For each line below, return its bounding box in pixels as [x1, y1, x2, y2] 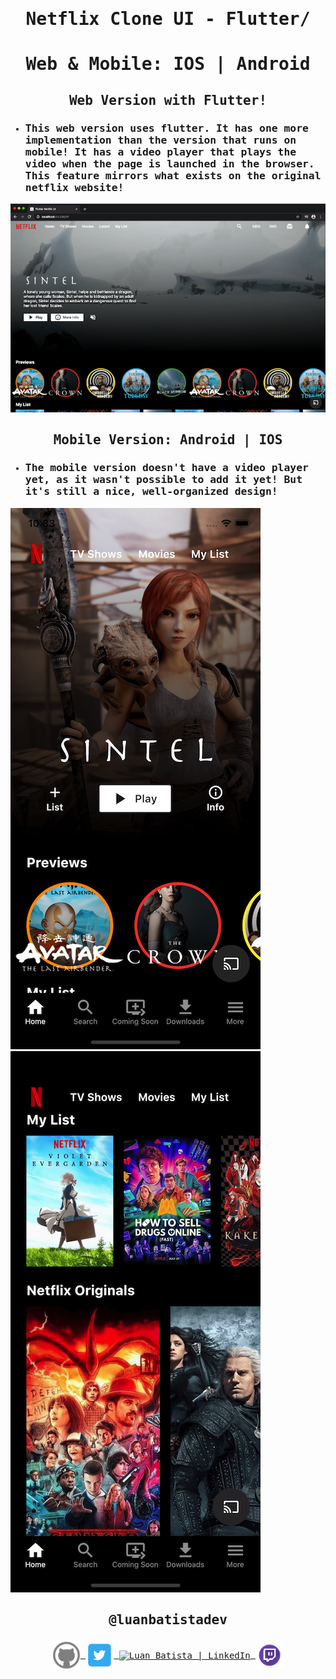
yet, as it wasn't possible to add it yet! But [24, 473, 303, 487]
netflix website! [24, 181, 125, 194]
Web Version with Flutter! [68, 92, 268, 108]
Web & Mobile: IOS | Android [25, 53, 311, 75]
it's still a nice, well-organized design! [24, 485, 278, 498]
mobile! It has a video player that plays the [24, 145, 297, 158]
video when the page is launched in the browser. [24, 157, 315, 170]
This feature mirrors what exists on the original [24, 169, 322, 182]
